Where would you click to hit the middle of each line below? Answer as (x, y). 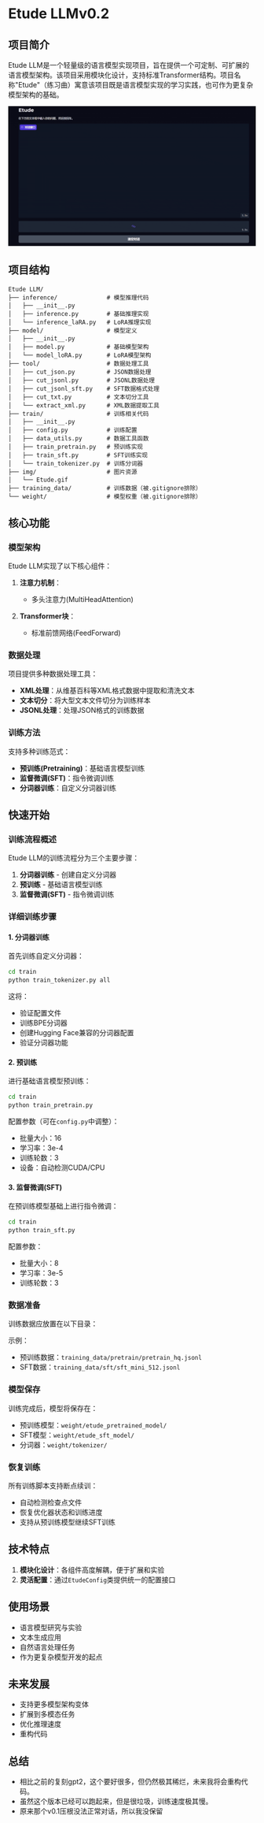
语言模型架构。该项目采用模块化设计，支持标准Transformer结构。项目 (121, 75)
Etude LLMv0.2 (59, 14)
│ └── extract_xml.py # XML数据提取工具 (84, 406)
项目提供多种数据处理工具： (53, 674)
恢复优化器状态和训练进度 (61, 1512)
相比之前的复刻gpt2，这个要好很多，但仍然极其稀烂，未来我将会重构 (130, 1782)
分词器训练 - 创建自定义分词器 (68, 874)
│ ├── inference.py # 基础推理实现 (79, 314)
